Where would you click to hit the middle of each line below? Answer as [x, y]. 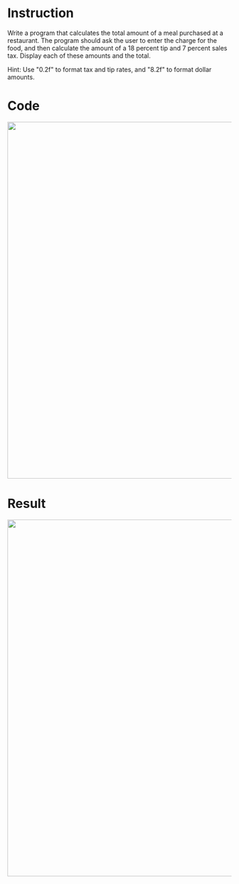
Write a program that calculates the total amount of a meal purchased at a [116, 33]
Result [27, 504]
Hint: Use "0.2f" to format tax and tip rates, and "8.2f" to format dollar [110, 69]
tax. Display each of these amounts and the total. [79, 56]
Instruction [41, 13]
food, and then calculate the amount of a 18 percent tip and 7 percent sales [117, 48]
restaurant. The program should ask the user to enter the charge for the [112, 40]
